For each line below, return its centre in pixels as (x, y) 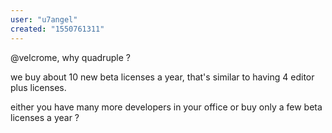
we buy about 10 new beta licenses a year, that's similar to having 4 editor (162, 77)
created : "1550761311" (57, 29)
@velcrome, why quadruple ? (70, 57)
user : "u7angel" (44, 19)
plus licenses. (38, 87)
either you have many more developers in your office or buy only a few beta (166, 107)
